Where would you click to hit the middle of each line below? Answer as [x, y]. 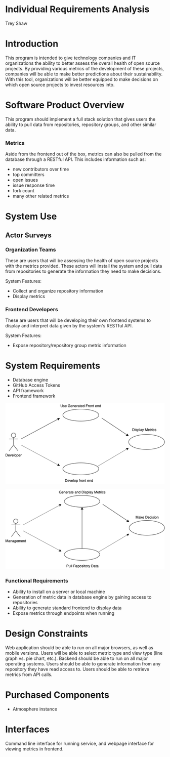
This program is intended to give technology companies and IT [71, 58]
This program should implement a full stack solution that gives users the [80, 119]
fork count [23, 191]
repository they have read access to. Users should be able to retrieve [77, 669]
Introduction [32, 44]
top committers [28, 175]
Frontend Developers [32, 309]
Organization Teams [31, 249]
